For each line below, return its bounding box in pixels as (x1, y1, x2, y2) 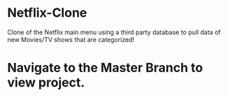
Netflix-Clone (7, 5, 87, 21)
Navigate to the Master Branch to (7, 60, 204, 76)
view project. (7, 75, 85, 91)
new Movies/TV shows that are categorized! (7, 35, 135, 43)
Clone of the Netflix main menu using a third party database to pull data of (7, 28, 221, 36)
